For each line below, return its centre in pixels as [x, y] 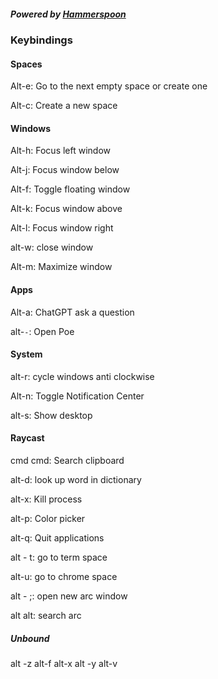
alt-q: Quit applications [57, 537]
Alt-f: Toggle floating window [70, 189]
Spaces [26, 64]
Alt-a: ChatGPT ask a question [72, 312]
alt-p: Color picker [48, 518]
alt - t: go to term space [59, 557]
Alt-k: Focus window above [66, 209]
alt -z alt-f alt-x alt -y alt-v [64, 663]
